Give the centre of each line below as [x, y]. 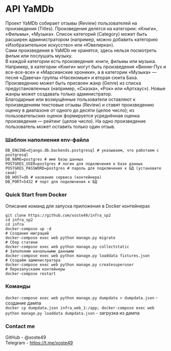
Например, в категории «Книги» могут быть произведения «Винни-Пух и [86, 67]
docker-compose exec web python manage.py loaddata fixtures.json [78, 256]
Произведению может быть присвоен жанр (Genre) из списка [73, 83]
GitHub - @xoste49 [26, 337]
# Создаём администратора [33, 260]
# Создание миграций [27, 233]
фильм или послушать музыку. [39, 56]
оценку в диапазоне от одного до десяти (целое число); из [70, 110]
